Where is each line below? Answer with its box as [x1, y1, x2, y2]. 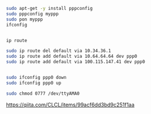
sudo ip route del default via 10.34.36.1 [6, 48, 111, 54]
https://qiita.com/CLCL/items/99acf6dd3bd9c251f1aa [6, 101, 135, 108]
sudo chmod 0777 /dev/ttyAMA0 [6, 91, 80, 96]
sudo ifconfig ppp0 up [6, 80, 61, 86]
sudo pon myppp [6, 16, 43, 22]
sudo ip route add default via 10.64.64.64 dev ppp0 [6, 53, 138, 60]
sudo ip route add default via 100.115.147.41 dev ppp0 [6, 59, 145, 65]
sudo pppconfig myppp [6, 11, 59, 17]
